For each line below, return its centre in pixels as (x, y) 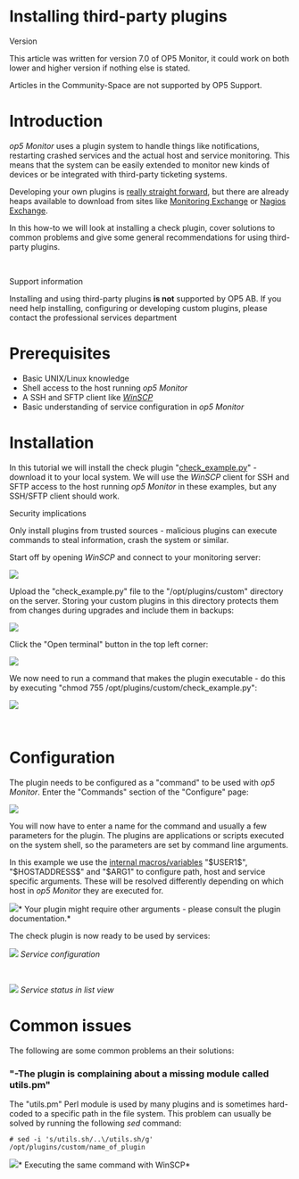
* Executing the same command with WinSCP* (104, 1165)
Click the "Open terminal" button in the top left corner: (109, 644)
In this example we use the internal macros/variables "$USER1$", (129, 862)
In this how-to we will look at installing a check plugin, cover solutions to (142, 227)
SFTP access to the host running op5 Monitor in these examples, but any (143, 486)
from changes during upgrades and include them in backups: (122, 610)
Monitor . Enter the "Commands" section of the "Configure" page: (129, 792)
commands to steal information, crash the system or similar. (119, 540)
